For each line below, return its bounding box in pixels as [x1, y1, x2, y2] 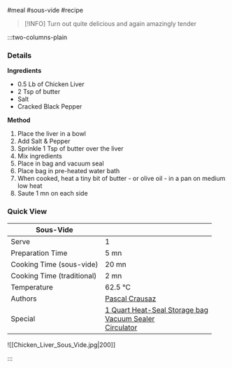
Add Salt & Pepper [17, 137, 71, 146]
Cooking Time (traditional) [10, 271, 97, 280]
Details [7, 50, 32, 60]
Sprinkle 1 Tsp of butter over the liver [17, 144, 124, 153]
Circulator [104, 322, 138, 332]
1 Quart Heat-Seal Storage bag [104, 305, 208, 315]
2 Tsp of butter [17, 88, 61, 96]
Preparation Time [10, 248, 68, 258]
